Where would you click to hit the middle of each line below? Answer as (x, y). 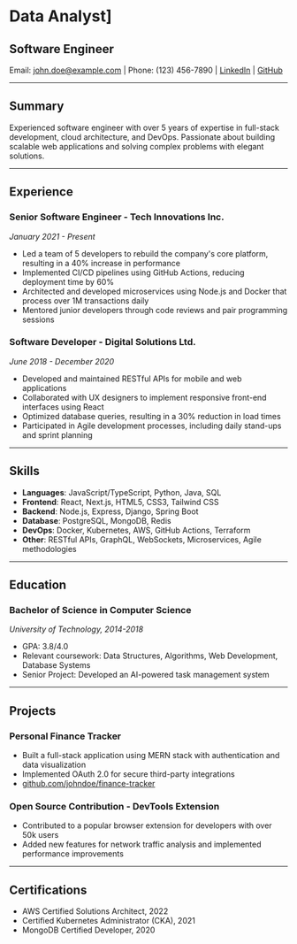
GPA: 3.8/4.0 (45, 647)
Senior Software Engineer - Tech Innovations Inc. (117, 217)
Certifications (48, 890)
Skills (24, 471)
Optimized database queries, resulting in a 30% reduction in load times (151, 416)
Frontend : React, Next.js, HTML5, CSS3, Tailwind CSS (120, 502)
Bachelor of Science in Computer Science (100, 610)
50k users (40, 835)
